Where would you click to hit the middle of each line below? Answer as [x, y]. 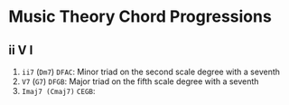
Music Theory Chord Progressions [140, 17]
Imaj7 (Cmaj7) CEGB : [58, 91]
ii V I [21, 50]
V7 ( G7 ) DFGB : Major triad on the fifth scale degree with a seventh [140, 81]
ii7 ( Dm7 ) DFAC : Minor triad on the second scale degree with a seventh [151, 72]
